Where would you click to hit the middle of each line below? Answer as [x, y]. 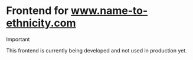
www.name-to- [109, 11]
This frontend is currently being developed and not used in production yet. [97, 50]
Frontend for [37, 11]
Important [18, 39]
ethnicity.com [41, 23]
